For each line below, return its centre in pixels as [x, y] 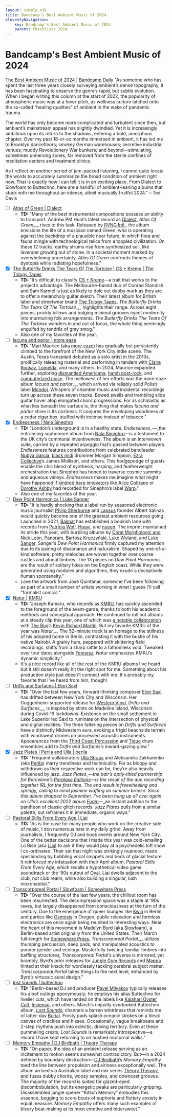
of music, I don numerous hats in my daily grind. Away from [83, 829]
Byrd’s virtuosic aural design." [52, 977]
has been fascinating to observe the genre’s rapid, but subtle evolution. [80, 91]
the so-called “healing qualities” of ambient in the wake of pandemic [78, 107]
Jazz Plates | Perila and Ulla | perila [50, 752]
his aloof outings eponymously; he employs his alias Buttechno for [90, 994]
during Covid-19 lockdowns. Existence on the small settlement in [89, 714]
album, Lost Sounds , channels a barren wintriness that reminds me [91, 1010]
